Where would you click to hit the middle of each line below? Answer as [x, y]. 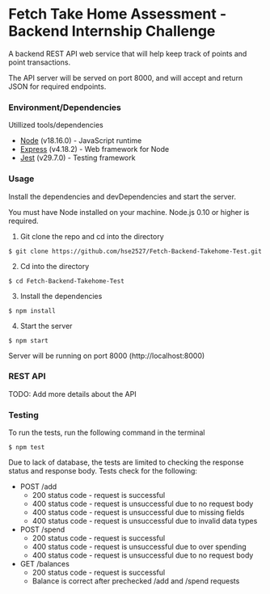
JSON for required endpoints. [57, 86]
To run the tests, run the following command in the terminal [107, 432]
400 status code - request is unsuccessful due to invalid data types [145, 521]
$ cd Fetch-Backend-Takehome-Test [67, 281]
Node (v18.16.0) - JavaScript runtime [81, 141]
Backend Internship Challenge [112, 31]
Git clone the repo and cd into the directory [92, 236]
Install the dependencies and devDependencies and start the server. [122, 196]
